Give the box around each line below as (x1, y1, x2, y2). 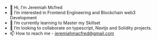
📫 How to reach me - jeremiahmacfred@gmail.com (9, 30, 114, 36)
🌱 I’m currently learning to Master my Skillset (9, 20, 101, 26)
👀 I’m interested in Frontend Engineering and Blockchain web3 (9, 10, 136, 15)
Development (9, 15, 37, 20)
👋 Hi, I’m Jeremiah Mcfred (9, 5, 63, 10)
